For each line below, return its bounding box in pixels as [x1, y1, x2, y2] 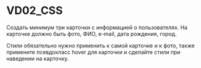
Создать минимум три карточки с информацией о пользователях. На [6, 24, 188, 31]
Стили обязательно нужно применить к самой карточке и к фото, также [6, 42, 196, 49]
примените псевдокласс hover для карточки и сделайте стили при [6, 48, 181, 55]
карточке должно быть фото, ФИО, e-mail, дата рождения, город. [6, 30, 177, 37]
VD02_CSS [6, 4, 63, 18]
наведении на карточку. [6, 55, 69, 62]
